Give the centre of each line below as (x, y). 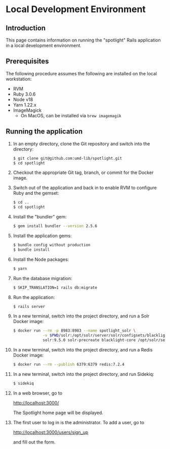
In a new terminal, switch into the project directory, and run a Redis (83, 350)
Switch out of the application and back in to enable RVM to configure (85, 188)
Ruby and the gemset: (36, 193)
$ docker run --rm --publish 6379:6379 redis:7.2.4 (69, 365)
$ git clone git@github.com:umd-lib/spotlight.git (68, 158)
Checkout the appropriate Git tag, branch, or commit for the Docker (83, 172)
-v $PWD (51, 335)
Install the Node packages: (41, 259)
